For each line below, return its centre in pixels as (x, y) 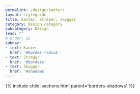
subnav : (13, 43)
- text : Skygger (22, 67)
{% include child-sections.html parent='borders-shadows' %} (70, 86)
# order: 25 (18, 39)
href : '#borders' (28, 62)
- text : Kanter (21, 48)
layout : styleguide (26, 15)
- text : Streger (22, 57)
